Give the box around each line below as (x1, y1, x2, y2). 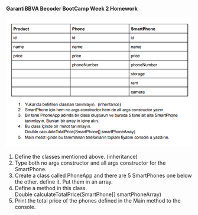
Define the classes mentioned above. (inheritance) (14, 153, 138, 161)
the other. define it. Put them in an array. (14, 178, 113, 185)
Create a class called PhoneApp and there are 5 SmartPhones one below (14, 172, 192, 179)
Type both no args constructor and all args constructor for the (14, 159, 166, 166)
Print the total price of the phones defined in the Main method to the (14, 197, 181, 204)
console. (14, 204, 36, 211)
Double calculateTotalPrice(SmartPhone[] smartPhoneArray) (14, 191, 161, 198)
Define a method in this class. (14, 185, 87, 192)
